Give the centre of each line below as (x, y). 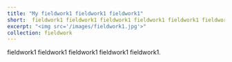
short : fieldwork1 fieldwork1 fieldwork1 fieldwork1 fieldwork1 (103, 20)
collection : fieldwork (40, 33)
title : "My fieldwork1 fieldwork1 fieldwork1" (75, 13)
